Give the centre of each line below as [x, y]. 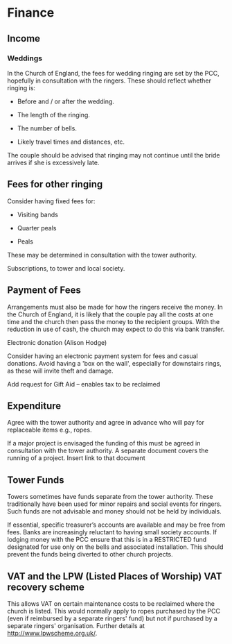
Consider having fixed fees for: [51, 201]
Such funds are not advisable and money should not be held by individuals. [114, 511]
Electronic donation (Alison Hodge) [57, 342]
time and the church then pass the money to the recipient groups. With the [114, 321]
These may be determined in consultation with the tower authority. [102, 255]
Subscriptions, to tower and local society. [66, 268]
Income [24, 39]
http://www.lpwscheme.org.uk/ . [52, 633]
